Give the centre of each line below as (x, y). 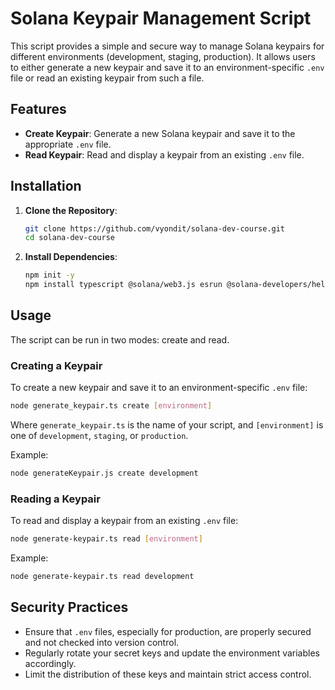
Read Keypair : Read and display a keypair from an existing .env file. (164, 154)
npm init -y (49, 275)
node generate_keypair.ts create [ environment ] (111, 406)
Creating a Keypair (56, 365)
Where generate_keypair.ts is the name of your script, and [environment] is (167, 425)
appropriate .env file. (68, 144)
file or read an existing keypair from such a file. (107, 78)
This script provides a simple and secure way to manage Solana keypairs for (167, 46)
